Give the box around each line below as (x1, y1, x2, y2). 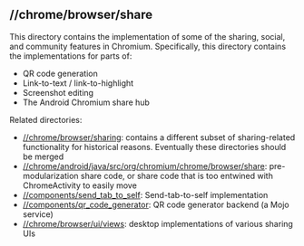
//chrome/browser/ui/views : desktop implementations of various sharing (22, 218, 293, 229)
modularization (22, 170, 79, 181)
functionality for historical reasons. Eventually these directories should (22, 141, 287, 152)
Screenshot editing (22, 87, 93, 98)
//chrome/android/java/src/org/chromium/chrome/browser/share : (22, 160, 268, 171)
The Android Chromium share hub (22, 97, 150, 108)
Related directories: (9, 114, 83, 125)
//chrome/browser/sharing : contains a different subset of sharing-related (22, 131, 296, 143)
